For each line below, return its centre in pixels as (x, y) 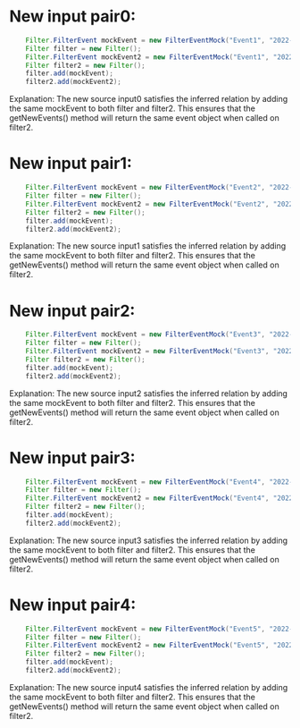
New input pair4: (73, 605)
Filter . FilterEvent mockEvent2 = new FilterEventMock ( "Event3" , (147, 351)
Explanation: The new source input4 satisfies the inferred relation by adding (149, 687)
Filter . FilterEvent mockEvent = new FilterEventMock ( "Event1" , (146, 40)
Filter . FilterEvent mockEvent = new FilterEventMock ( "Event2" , (146, 188)
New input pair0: (73, 17)
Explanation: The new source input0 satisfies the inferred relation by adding (149, 99)
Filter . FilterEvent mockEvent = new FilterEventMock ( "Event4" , (146, 482)
